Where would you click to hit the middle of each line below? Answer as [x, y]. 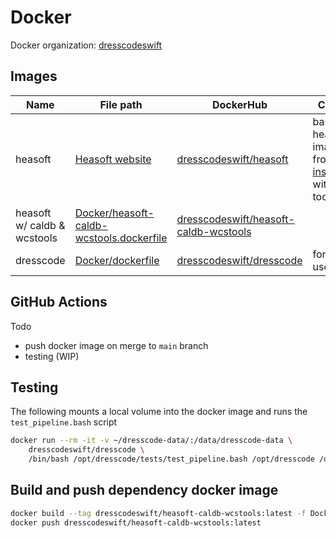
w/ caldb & [40, 225]
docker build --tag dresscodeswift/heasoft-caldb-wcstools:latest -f [158, 513]
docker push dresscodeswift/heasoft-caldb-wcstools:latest [136, 522]
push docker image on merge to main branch [116, 345]
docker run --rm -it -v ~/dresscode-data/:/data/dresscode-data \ [151, 441]
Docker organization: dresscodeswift [86, 45]
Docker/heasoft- [114, 213]
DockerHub [240, 104]
